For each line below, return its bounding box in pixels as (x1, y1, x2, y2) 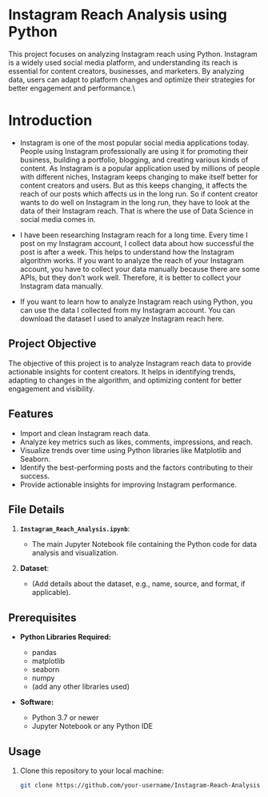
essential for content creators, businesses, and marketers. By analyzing (8, 66, 245, 75)
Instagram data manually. (19, 281, 104, 290)
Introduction (8, 111, 93, 130)
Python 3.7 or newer (31, 713, 99, 722)
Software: (19, 698, 54, 707)
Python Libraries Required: (19, 632, 112, 642)
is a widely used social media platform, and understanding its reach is (8, 58, 238, 67)
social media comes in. (19, 214, 96, 224)
